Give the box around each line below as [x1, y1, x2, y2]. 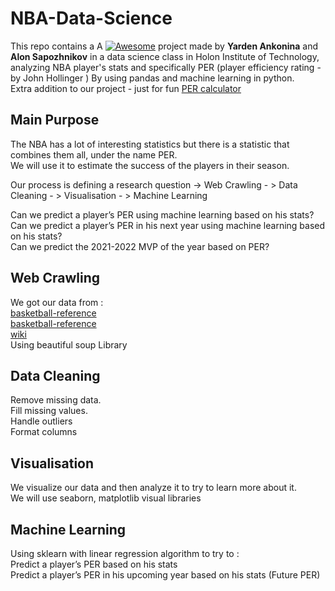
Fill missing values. [10, 405, 88, 417]
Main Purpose [10, 112, 100, 129]
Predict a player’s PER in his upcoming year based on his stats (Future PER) [10, 569, 321, 581]
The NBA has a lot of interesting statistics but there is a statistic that [10, 138, 290, 150]
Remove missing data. [10, 394, 102, 406]
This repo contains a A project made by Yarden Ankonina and [10, 40, 318, 52]
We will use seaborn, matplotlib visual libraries [10, 492, 202, 504]
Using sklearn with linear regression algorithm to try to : [10, 548, 240, 559]
